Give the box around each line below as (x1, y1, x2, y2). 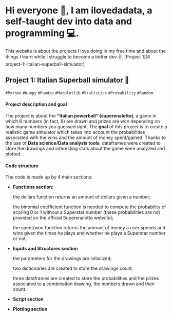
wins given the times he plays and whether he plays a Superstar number (12, 230, 166, 236)
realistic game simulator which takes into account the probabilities (5, 129, 145, 135)
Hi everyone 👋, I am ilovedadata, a (5, 5, 152, 16)
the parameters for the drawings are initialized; (12, 255, 112, 262)
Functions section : (12, 184, 54, 190)
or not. (12, 235, 27, 242)
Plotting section (12, 306, 48, 312)
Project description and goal (5, 101, 67, 107)
